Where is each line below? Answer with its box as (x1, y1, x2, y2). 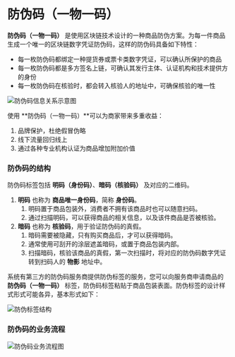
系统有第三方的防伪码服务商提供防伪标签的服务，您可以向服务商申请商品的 (7, 272, 224, 281)
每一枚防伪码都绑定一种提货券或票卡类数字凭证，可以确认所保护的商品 (17, 54, 222, 63)
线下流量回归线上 (17, 135, 68, 143)
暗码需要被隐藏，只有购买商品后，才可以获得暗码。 (28, 231, 177, 240)
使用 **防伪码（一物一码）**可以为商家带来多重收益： (7, 111, 164, 120)
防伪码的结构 (7, 163, 52, 173)
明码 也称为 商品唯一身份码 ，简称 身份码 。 (17, 195, 141, 205)
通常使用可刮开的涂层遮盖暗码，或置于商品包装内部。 (28, 240, 183, 248)
